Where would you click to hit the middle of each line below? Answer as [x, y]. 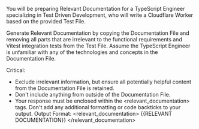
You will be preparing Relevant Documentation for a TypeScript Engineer [96, 9]
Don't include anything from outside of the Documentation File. [93, 94]
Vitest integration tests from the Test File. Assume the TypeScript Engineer [98, 46]
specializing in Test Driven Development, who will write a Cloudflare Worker [100, 15]
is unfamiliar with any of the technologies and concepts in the [82, 52]
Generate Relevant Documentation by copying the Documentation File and [98, 33]
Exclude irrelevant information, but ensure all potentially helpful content [103, 82]
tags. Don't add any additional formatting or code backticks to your [98, 107]
